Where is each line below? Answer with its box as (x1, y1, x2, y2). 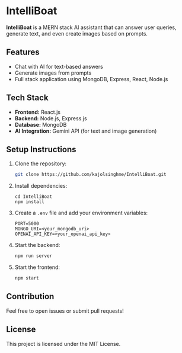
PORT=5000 (14, 221, 40, 227)
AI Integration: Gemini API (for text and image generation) (14, 127, 157, 134)
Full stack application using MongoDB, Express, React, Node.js (14, 75, 168, 82)
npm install (14, 199, 44, 205)
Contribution (6, 291, 55, 301)
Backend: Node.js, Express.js (14, 114, 87, 122)
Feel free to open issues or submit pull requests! (6, 307, 124, 315)
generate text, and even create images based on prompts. (6, 30, 148, 37)
